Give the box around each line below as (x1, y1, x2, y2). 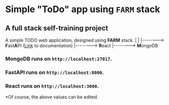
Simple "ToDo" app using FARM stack (5, 4, 160, 15)
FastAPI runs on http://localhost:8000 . (5, 68, 104, 76)
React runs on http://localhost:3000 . (5, 82, 99, 89)
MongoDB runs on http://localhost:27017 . (5, 55, 113, 62)
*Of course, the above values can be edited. (5, 94, 98, 100)
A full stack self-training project (5, 24, 108, 32)
